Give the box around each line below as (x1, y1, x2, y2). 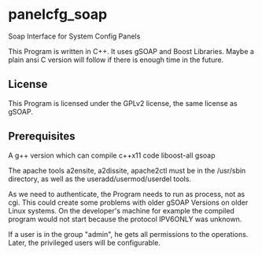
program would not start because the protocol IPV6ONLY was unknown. (8, 214, 242, 224)
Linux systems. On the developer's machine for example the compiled (8, 206, 234, 215)
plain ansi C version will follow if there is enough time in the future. (8, 55, 224, 64)
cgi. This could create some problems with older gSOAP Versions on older (8, 198, 249, 207)
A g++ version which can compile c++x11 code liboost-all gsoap (8, 151, 216, 160)
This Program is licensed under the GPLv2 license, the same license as (8, 98, 238, 107)
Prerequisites (8, 129, 76, 143)
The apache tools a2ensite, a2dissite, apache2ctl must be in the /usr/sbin (8, 166, 246, 175)
